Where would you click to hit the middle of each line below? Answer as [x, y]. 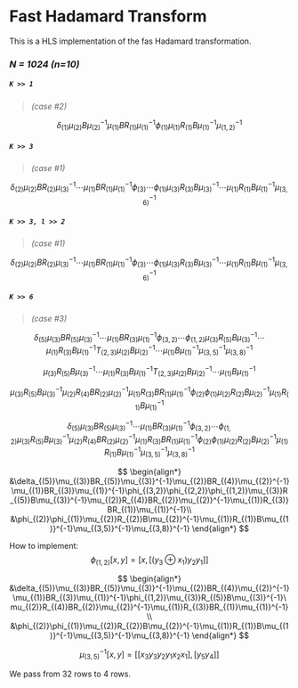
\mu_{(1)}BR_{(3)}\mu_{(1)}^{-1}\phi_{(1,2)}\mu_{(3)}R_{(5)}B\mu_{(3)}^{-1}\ [149, 598]
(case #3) [49, 319]
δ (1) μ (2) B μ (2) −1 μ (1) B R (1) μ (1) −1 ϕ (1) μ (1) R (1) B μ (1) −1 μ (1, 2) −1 [149, 125]
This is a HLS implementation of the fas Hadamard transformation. [130, 41]
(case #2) [49, 106]
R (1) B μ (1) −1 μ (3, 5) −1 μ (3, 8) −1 [149, 453]
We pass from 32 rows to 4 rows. [70, 674]
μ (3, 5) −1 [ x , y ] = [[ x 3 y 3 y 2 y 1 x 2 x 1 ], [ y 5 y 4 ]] [149, 655]
